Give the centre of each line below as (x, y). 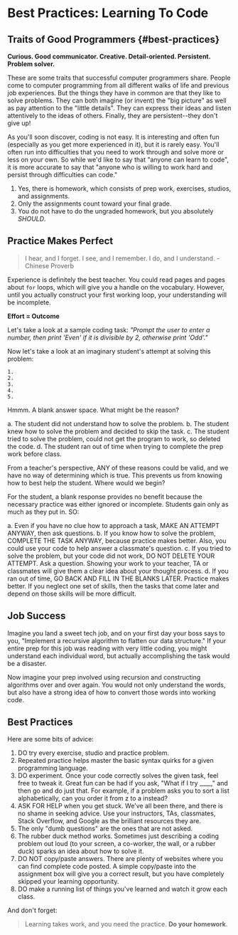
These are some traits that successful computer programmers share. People (119, 78)
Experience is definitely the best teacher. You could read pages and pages (116, 280)
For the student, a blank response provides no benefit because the (105, 497)
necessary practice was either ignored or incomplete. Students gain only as (118, 504)
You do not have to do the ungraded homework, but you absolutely (115, 211)
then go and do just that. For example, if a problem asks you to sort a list (123, 791)
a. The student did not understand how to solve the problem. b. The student (118, 423)
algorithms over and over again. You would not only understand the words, (117, 685)
